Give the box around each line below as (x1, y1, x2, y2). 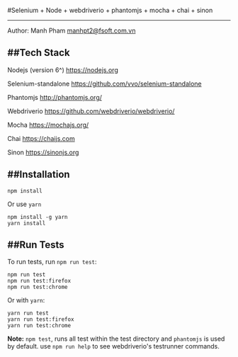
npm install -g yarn (7, 213, 69, 220)
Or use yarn (7, 200, 42, 208)
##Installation (7, 169, 70, 181)
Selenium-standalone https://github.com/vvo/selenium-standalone (7, 79, 202, 88)
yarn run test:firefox (7, 316, 74, 323)
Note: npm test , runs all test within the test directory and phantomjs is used (7, 334, 225, 343)
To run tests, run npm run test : (7, 258, 97, 266)
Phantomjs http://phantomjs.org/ (7, 93, 103, 101)
